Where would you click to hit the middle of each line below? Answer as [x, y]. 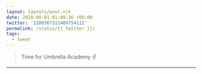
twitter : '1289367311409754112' [47, 23]
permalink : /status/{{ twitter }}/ [51, 28]
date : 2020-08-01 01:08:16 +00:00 [50, 17]
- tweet [21, 39]
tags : [13, 34]
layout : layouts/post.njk [38, 12]
